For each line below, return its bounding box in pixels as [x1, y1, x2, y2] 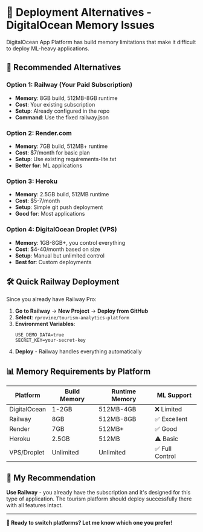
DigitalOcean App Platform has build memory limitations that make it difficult [6, 38, 196, 45]
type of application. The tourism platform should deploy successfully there [6, 495, 192, 502]
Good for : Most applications [14, 210, 85, 218]
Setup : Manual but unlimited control [14, 251, 105, 259]
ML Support [156, 391, 192, 399]
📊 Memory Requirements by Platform [6, 366, 151, 376]
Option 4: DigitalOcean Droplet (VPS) [6, 225, 117, 234]
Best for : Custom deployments [14, 258, 92, 265]
